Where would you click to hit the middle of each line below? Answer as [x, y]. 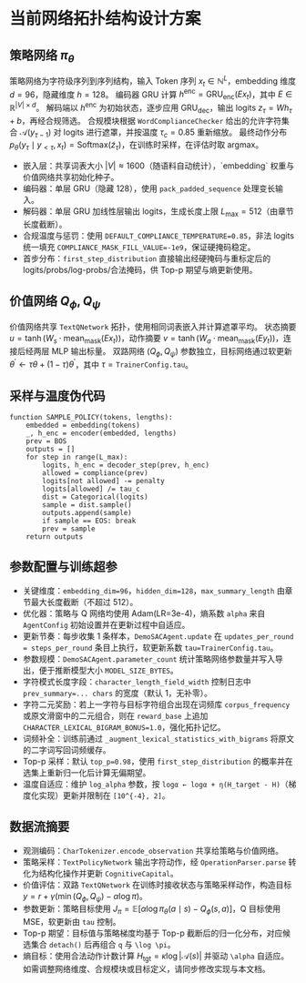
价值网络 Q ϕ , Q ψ [55, 302]
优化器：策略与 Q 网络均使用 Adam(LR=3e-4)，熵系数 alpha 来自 [144, 613]
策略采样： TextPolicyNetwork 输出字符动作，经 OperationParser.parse [154, 862]
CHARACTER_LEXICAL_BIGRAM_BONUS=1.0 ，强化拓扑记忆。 [124, 727]
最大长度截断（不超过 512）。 [84, 602]
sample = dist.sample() [87, 505]
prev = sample [69, 529]
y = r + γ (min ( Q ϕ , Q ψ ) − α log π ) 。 [85, 897]
